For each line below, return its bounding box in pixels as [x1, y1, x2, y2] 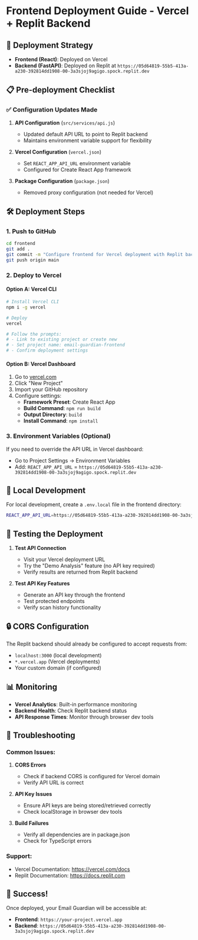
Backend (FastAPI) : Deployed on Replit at [14, 62, 117, 69]
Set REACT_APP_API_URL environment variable [23, 159, 131, 166]
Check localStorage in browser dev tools [23, 808, 123, 815]
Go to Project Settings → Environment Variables [14, 457, 131, 464]
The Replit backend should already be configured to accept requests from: [6, 640, 187, 647]
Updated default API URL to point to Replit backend [23, 130, 148, 137]
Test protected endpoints [23, 598, 85, 604]
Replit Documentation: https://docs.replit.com [14, 872, 126, 879]
